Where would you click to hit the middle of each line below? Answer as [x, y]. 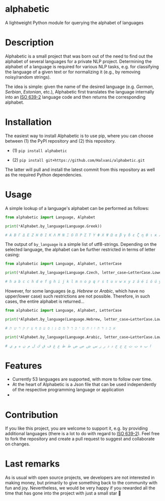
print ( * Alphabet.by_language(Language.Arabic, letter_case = [68, 337]
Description [29, 43]
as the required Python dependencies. [44, 175]
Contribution [32, 415]
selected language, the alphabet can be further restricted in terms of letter [80, 250]
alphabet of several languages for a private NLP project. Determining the [79, 61]
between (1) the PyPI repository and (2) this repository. [61, 141]
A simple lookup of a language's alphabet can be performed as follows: [77, 208]
